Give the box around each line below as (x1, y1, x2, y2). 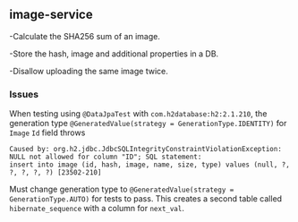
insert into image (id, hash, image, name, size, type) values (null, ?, (9, 160, 291, 169)
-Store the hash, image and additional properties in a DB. (9, 48, 219, 59)
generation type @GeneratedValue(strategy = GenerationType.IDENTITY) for (9, 118, 287, 129)
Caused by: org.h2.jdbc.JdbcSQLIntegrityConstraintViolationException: (9, 145, 282, 154)
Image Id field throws (9, 127, 86, 138)
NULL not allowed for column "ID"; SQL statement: (9, 152, 202, 162)
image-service (9, 7, 93, 22)
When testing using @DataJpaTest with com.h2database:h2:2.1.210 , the (9, 108, 268, 119)
